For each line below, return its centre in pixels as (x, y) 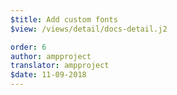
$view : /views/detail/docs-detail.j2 (89, 29)
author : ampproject (51, 56)
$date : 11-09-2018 (48, 75)
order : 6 (28, 47)
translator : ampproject (60, 66)
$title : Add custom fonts (64, 19)
